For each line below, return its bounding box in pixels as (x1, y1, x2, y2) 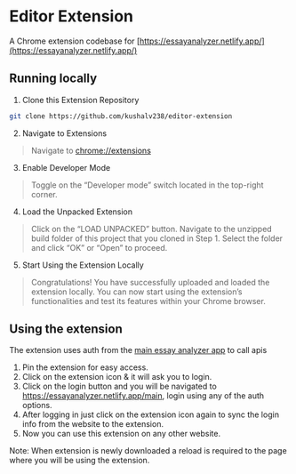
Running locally (9, 71, 98, 86)
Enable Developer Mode (21, 162, 111, 173)
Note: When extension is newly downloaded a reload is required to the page (9, 446, 287, 456)
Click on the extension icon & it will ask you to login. (21, 372, 212, 382)
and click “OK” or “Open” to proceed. (30, 242, 168, 253)
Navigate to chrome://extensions (30, 145, 151, 156)
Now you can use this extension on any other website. (21, 429, 220, 439)
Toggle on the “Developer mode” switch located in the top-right (30, 180, 264, 190)
